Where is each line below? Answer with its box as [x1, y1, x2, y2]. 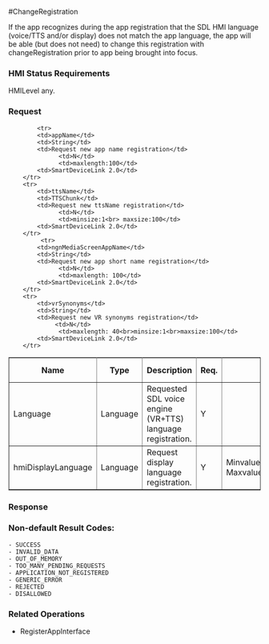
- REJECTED [8, 582, 45, 591]
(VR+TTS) [147, 413, 184, 424]
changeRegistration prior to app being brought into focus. [8, 48, 199, 57]
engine [147, 403, 173, 414]
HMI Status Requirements [8, 67, 110, 78]
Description [147, 364, 192, 376]
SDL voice [147, 392, 186, 404]
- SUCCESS [8, 541, 42, 549]
